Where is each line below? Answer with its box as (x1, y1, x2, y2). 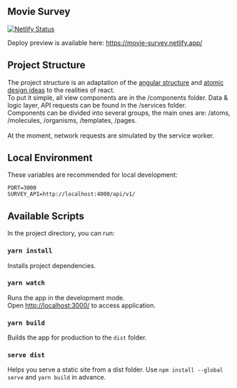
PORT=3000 (7, 185, 37, 192)
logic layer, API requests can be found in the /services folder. (7, 101, 187, 109)
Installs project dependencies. (7, 261, 96, 270)
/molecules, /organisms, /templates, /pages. (7, 116, 137, 124)
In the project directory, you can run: (7, 229, 115, 238)
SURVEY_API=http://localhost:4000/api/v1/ (7, 190, 136, 198)
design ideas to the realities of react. (7, 86, 116, 94)
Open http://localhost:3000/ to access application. (7, 301, 156, 310)
